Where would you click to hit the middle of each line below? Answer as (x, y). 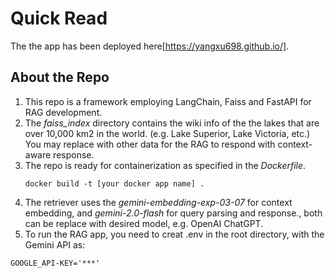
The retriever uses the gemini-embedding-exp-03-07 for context (158, 202)
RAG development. (63, 112)
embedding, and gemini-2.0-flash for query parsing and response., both (173, 213)
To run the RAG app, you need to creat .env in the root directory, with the (174, 234)
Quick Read (59, 18)
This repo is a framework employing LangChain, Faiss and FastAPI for (168, 101)
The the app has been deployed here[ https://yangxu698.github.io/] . (150, 46)
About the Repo (60, 77)
